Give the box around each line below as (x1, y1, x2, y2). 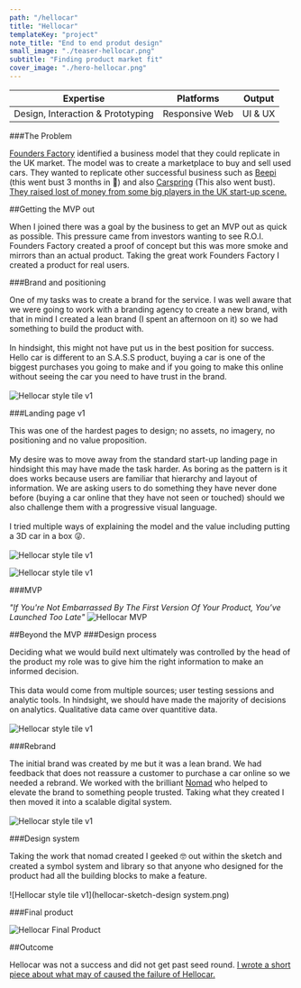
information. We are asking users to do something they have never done (9, 482, 278, 493)
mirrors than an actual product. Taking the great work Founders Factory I (9, 250, 279, 261)
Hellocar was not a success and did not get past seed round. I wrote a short (9, 959, 291, 970)
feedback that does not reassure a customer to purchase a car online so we (9, 767, 291, 778)
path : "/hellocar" (9, 13, 78, 23)
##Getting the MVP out (9, 204, 96, 215)
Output (242, 92, 275, 105)
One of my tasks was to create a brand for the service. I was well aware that (9, 294, 292, 305)
